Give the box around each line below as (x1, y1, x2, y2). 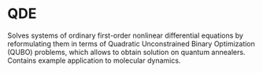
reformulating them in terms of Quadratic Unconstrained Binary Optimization (7, 38, 255, 48)
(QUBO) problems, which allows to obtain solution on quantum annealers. (7, 47, 246, 57)
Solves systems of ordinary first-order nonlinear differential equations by (7, 31, 243, 40)
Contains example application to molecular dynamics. (7, 56, 181, 65)
